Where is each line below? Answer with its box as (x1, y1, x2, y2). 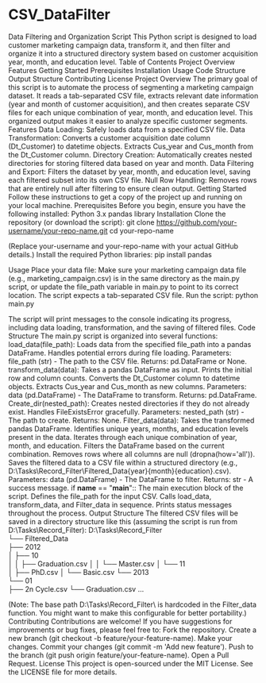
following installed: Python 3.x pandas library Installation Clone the (8, 209, 226, 218)
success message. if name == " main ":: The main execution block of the (8, 483, 244, 492)
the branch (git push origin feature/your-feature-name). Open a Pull (8, 650, 229, 660)
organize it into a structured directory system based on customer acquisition (8, 48, 259, 58)
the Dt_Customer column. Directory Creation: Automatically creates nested (8, 149, 253, 160)
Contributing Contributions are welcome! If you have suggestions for (8, 616, 233, 626)
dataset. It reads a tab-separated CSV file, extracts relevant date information (8, 91, 259, 100)
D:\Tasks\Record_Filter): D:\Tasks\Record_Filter (8, 525, 163, 534)
